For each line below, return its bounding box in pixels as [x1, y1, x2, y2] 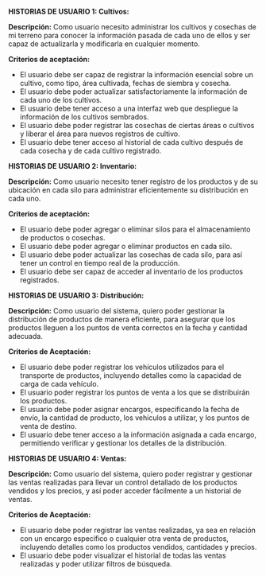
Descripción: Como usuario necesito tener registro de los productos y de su [8, 177, 258, 186]
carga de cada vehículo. [19, 379, 99, 388]
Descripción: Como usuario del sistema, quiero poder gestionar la [8, 306, 225, 315]
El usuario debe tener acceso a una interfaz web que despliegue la [19, 103, 238, 113]
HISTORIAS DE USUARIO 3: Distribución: [8, 290, 145, 300]
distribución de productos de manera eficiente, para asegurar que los [8, 314, 236, 324]
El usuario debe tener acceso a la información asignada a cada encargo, [19, 430, 256, 439]
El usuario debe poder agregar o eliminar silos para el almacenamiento [19, 224, 251, 234]
